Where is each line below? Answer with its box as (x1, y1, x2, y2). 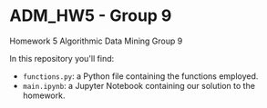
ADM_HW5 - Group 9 (9, 5, 172, 26)
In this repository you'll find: (9, 53, 115, 64)
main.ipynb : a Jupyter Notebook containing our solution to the (22, 80, 255, 91)
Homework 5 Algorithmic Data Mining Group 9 (9, 35, 183, 46)
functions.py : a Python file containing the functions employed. (22, 70, 259, 82)
